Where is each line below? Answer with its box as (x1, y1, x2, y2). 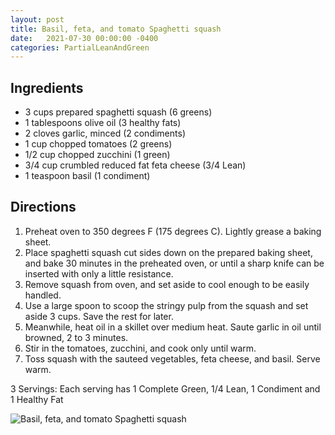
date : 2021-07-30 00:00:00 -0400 (10, 33, 159, 43)
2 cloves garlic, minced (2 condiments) (24, 127, 186, 140)
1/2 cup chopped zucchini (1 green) (24, 149, 171, 161)
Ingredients (10, 79, 84, 96)
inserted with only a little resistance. (24, 267, 174, 280)
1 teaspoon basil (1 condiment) (24, 170, 151, 182)
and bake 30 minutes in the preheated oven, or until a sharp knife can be (24, 257, 325, 269)
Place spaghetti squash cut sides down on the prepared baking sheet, (24, 246, 313, 258)
